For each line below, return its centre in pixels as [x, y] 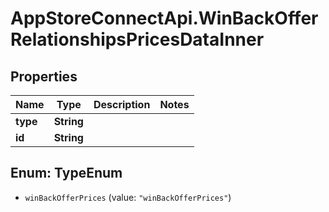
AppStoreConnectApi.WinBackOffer [164, 18]
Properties [44, 76]
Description [122, 104]
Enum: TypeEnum [66, 173]
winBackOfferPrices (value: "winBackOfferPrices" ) [128, 197]
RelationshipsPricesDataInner [137, 39]
